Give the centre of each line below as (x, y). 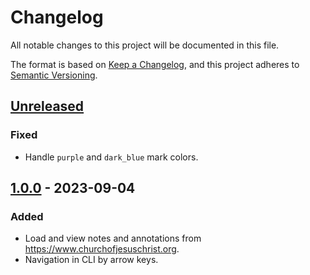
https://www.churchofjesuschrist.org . (102, 249)
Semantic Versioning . (54, 75)
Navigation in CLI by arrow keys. (91, 260)
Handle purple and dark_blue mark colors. (111, 157)
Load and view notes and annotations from (113, 238)
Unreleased (47, 106)
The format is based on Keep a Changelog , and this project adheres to (155, 64)
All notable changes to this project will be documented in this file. (145, 45)
